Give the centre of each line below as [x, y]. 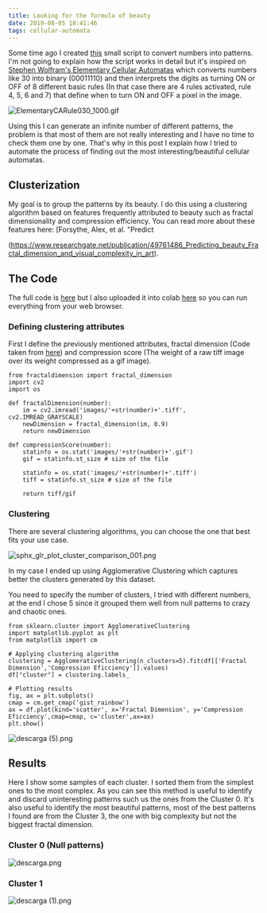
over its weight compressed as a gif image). [80, 361]
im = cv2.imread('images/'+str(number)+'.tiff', [104, 411]
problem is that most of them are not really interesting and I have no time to [131, 135]
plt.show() [26, 724]
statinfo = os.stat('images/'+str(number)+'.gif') [108, 452]
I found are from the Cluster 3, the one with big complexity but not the [122, 816]
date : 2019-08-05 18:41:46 [53, 23]
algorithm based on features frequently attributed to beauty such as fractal [131, 213]
